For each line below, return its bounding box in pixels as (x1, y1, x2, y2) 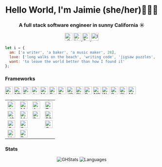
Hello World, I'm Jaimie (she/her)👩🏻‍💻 (5, 4, 159, 16)
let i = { (5, 46, 25, 51)
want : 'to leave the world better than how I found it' (9, 59, 125, 64)
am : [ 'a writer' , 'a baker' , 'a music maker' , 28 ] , (9, 50, 117, 55)
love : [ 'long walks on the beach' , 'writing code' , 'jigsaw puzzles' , (9, 55, 156, 60)
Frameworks (5, 75, 36, 82)
